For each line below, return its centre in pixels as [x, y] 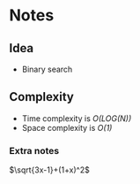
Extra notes [34, 150]
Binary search [47, 69]
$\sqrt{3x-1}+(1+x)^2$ [49, 170]
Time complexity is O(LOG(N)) [77, 118]
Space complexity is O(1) [67, 127]
